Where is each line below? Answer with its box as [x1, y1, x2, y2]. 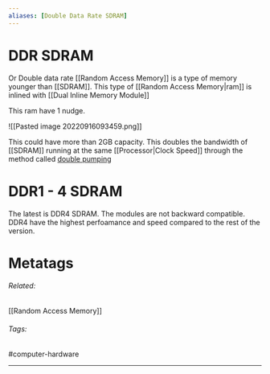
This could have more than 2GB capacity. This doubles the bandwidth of [8, 137, 248, 146]
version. [8, 226, 35, 236]
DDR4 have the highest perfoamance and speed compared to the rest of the [8, 217, 261, 227]
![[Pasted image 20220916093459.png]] [8, 121, 142, 131]
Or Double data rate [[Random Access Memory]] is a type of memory [8, 73, 238, 83]
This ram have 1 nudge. [8, 105, 86, 115]
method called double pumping [8, 154, 112, 163]
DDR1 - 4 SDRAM [8, 182, 123, 200]
